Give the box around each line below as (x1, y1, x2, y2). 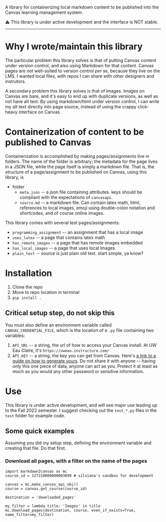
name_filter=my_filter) (5, 512, 54, 517)
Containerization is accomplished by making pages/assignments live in (5, 153, 150, 159)
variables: (5, 332, 25, 338)
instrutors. (5, 78, 26, 84)
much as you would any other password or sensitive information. (12, 368, 144, 374)
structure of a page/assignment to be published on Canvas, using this (5, 169, 147, 175)
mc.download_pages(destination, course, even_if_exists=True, (5, 508, 136, 513)
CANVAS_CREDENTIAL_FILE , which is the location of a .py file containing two (5, 327, 154, 333)
